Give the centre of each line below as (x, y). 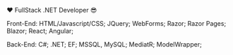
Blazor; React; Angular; (40, 31)
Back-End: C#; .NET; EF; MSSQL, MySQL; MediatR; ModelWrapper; (104, 44)
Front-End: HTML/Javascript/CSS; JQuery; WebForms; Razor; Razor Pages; (116, 23)
